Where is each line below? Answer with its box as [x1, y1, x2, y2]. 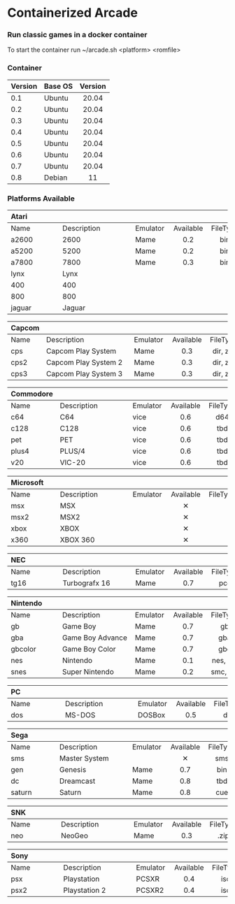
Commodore [10, 389, 54, 399]
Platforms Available [7, 194, 76, 203]
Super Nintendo [62, 667, 114, 677]
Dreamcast [59, 776, 96, 786]
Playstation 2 [63, 886, 106, 896]
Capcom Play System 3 [46, 369, 123, 379]
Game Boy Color [62, 645, 117, 654]
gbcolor [10, 645, 36, 654]
